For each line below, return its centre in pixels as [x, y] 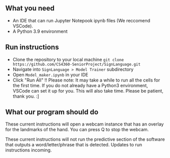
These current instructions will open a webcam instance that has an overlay [84, 124]
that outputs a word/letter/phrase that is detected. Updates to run [74, 145]
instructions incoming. [29, 150]
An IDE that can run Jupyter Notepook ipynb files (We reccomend [81, 20]
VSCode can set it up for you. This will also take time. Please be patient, [88, 91]
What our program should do [52, 112]
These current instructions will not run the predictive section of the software [85, 139]
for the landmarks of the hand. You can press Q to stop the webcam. [77, 130]
